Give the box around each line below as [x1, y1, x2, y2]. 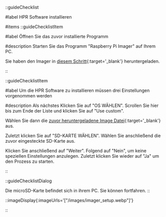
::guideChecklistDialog [5, 178, 52, 184]
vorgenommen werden [5, 93, 52, 98]
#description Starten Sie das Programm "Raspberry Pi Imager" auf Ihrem [5, 43, 156, 49]
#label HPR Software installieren [5, 14, 72, 20]
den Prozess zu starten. [5, 158, 54, 164]
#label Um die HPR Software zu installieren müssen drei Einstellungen [5, 87, 150, 93]
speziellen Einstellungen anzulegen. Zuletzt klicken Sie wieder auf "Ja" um [5, 153, 159, 159]
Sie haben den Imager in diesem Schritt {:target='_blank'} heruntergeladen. [5, 58, 160, 64]
